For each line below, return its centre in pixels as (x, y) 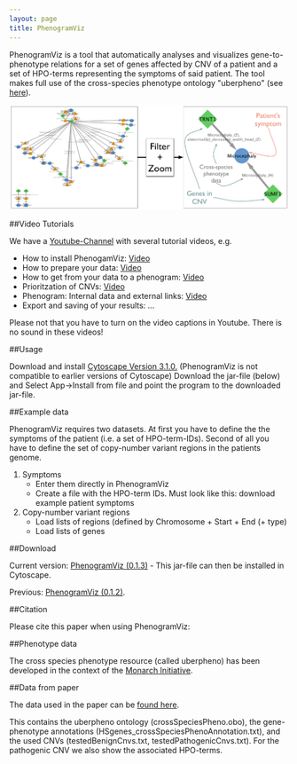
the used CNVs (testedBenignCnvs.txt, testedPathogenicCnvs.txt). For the (144, 741)
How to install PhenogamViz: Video (86, 258)
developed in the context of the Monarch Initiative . (101, 671)
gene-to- (267, 54)
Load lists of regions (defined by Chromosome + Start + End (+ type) (161, 522)
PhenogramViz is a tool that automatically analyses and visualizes (129, 54)
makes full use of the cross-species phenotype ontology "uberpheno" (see (146, 83)
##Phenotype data (43, 644)
